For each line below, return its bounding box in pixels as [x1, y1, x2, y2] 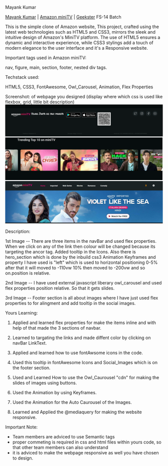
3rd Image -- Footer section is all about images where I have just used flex [5, 294, 158, 300]
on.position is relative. [5, 270, 50, 276]
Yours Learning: [5, 309, 38, 316]
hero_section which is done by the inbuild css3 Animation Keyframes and [5, 254, 156, 260]
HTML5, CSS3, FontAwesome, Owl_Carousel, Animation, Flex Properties [5, 84, 153, 90]
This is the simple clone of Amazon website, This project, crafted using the [5, 24, 159, 30]
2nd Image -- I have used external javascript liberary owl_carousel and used [5, 279, 162, 285]
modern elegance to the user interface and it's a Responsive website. [5, 45, 148, 51]
